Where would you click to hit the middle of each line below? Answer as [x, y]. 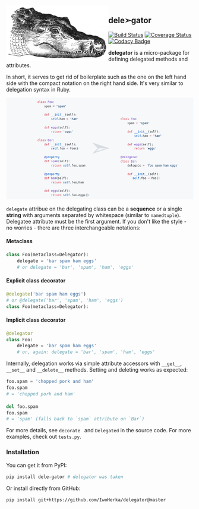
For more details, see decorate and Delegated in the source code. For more [99, 431]
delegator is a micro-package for [149, 52]
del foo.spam [22, 406]
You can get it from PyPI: [37, 465]
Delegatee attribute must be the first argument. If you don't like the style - [97, 221]
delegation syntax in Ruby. [39, 89]
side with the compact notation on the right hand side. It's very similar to [95, 83]
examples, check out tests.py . [44, 437]
